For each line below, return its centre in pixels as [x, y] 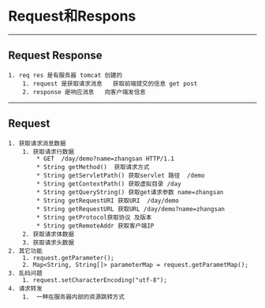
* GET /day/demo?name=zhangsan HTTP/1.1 [106, 159]
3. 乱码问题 [26, 273]
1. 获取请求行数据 [49, 152]
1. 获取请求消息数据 [37, 143]
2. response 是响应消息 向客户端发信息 [84, 92]
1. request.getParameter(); [68, 257]
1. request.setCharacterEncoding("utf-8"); [95, 280]
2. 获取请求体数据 [49, 234]
